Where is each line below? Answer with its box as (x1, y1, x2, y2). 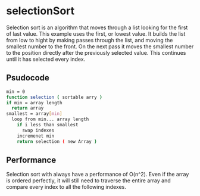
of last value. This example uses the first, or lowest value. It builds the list (6, 30, 186, 37)
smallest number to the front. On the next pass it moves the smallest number (6, 43, 194, 50)
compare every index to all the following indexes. (6, 183, 127, 191)
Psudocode (6, 73, 49, 83)
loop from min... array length (11, 116, 89, 123)
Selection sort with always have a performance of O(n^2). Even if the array (6, 171, 189, 178)
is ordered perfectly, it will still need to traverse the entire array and (6, 177, 171, 184)
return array (11, 105, 44, 111)
